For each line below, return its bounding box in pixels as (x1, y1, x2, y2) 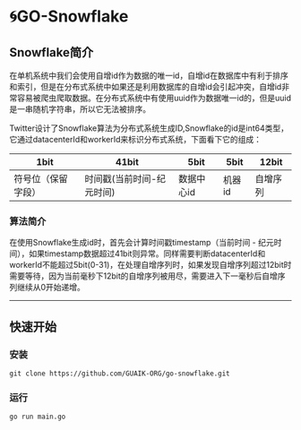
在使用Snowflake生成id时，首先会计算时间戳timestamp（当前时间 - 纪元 (9, 237, 275, 248)
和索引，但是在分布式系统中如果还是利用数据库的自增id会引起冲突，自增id (9, 82, 282, 91)
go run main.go (9, 412, 66, 422)
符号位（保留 (13, 173, 69, 185)
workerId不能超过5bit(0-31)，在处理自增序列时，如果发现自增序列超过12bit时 (9, 260, 292, 271)
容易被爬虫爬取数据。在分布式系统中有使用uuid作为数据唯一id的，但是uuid (16, 92, 292, 103)
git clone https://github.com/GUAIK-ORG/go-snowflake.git (9, 369, 230, 378)
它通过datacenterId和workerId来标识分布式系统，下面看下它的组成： (9, 134, 262, 144)
